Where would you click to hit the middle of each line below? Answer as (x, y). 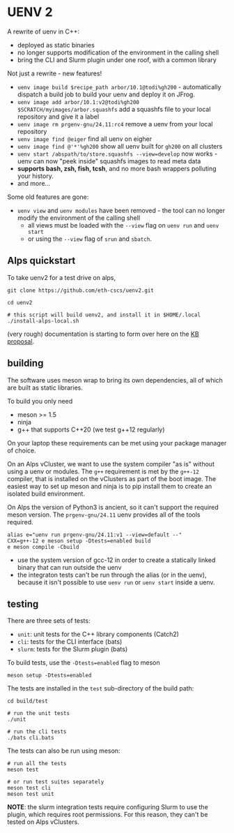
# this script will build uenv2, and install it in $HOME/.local (104, 315)
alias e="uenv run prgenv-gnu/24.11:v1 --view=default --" (95, 535)
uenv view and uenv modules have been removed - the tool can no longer (121, 210)
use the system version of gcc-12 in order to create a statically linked (116, 560)
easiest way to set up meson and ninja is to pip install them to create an (110, 486)
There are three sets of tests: (49, 621)
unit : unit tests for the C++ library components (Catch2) (98, 634)
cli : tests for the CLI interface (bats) (70, 642)
